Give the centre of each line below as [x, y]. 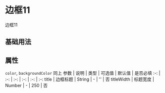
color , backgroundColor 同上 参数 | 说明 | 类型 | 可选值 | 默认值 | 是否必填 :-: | [83, 73]
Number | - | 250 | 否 [27, 86]
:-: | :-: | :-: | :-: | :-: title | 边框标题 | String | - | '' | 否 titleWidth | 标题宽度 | [80, 79]
